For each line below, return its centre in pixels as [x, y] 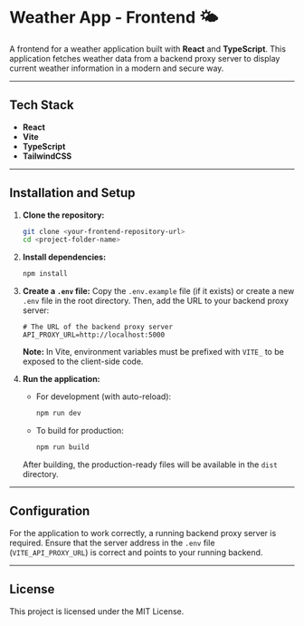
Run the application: [62, 379]
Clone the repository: [63, 215]
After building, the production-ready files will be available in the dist [150, 465]
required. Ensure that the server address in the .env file [112, 543]
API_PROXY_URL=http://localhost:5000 [94, 335]
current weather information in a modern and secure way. [117, 68]
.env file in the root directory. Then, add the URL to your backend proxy [156, 301]
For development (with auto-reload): [104, 396]
